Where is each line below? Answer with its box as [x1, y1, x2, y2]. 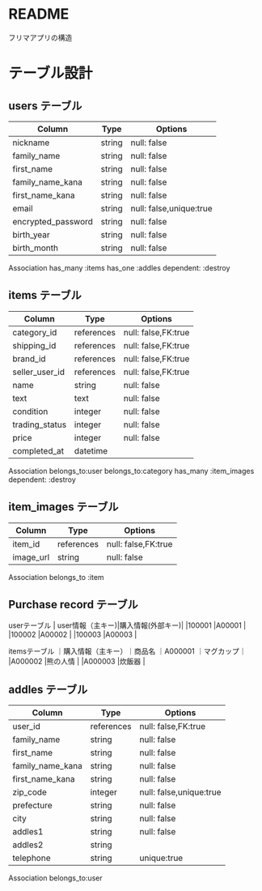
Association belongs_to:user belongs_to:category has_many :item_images [8, 466, 255, 475]
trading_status [12, 419, 67, 430]
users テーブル [8, 99, 82, 113]
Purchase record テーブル [8, 597, 139, 612]
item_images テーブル [8, 500, 119, 514]
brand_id [12, 353, 46, 364]
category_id [12, 326, 57, 338]
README [8, 5, 70, 23]
